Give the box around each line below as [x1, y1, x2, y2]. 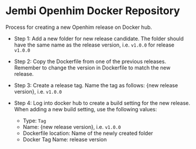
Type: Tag [22, 117, 46, 124]
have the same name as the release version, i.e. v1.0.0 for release [14, 41, 175, 48]
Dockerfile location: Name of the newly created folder [22, 130, 154, 137]
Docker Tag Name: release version [22, 135, 107, 143]
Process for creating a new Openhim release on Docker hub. [5, 24, 152, 31]
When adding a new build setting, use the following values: [14, 105, 157, 112]
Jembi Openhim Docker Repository [5, 4, 180, 18]
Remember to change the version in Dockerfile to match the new [14, 64, 171, 71]
